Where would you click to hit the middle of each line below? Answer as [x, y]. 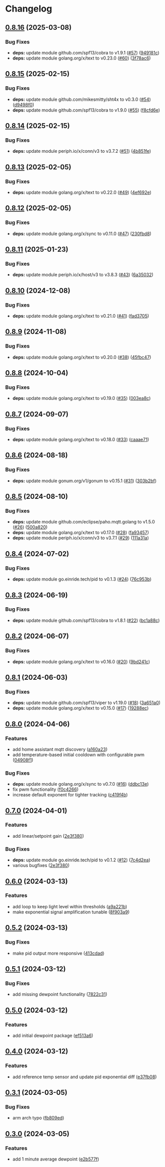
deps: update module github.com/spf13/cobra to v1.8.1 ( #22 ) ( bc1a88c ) [86, 620]
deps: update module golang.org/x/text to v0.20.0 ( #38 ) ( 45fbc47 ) [82, 357]
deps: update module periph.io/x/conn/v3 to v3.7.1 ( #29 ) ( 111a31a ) [81, 538]
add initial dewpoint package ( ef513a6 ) [53, 1035]
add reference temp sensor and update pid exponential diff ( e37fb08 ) [85, 1077]
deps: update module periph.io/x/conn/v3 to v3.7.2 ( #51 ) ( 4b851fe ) [82, 151]
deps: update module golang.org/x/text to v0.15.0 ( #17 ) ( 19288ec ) [80, 708]
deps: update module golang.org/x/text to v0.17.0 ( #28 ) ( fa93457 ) [81, 533]
